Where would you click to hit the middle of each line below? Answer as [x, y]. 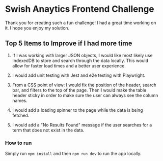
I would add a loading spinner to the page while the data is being [78, 110]
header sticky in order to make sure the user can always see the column [85, 95]
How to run [18, 143]
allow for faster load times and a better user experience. [69, 65]
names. [20, 100]
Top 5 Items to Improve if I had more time [69, 44]
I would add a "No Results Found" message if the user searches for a [82, 125]
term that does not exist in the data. [48, 130]
